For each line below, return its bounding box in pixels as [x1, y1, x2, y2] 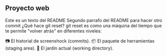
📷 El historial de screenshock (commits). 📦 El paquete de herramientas [5, 37, 155, 44]
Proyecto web [5, 4, 49, 12]
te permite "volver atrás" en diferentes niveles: [5, 27, 102, 34]
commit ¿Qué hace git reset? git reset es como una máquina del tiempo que [5, 22, 162, 28]
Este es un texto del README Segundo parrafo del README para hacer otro [5, 17, 162, 23]
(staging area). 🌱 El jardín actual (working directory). [5, 45, 114, 51]
